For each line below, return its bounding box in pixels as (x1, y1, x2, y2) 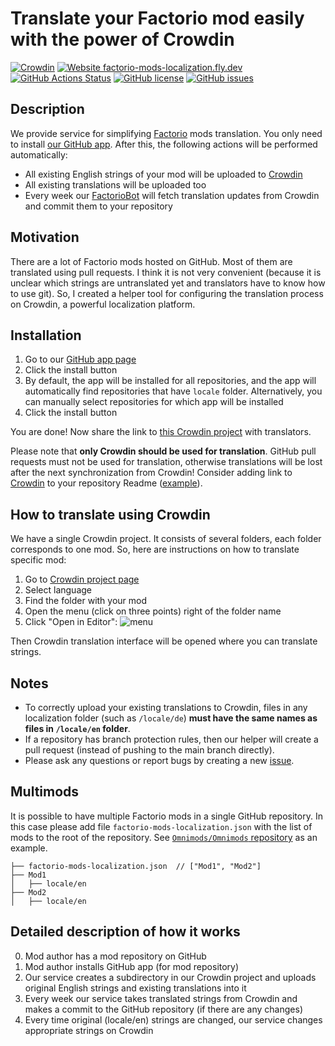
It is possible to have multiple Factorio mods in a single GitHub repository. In (10, 810, 323, 822)
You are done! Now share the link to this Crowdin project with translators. (10, 426, 312, 438)
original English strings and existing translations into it (24, 982, 247, 994)
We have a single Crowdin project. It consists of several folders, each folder (10, 533, 322, 545)
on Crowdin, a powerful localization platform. (10, 298, 196, 310)
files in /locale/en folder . (24, 723, 131, 734)
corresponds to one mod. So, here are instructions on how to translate (10, 543, 300, 556)
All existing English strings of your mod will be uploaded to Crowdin (24, 168, 303, 180)
